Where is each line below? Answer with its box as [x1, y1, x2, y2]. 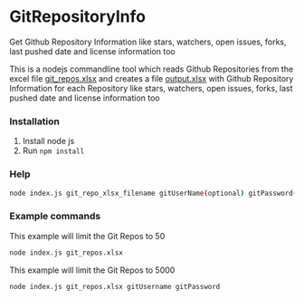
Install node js [22, 136, 75, 147]
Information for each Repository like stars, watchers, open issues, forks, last [9, 82, 293, 93]
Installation [9, 115, 61, 128]
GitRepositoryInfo [9, 6, 147, 27]
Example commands [9, 210, 101, 223]
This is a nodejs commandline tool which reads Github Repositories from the [9, 63, 294, 74]
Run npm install [22, 145, 85, 156]
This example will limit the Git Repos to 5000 [9, 265, 176, 276]
